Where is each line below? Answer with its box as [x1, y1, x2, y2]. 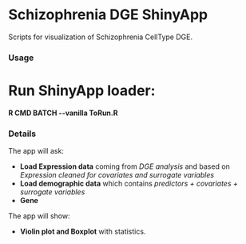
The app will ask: [8, 146, 64, 156]
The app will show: [8, 211, 70, 221]
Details [8, 128, 37, 139]
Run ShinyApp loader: [8, 82, 156, 100]
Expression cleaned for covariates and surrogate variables [19, 170, 214, 180]
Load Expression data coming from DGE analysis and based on [19, 162, 230, 171]
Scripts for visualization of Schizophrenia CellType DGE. [8, 32, 193, 42]
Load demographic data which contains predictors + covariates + [19, 178, 238, 189]
